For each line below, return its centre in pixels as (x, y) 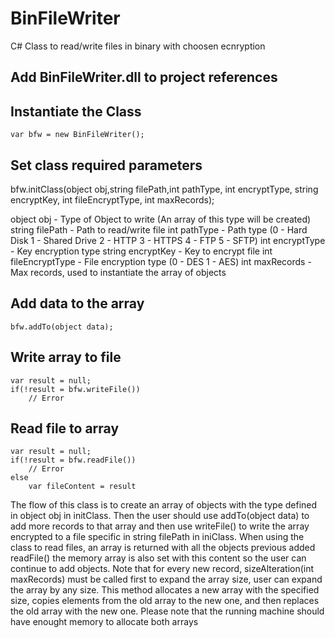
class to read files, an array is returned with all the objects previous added (163, 548)
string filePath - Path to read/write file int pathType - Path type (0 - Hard (159, 229)
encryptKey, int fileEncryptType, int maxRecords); (112, 199)
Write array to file (66, 357)
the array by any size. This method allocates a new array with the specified (165, 590)
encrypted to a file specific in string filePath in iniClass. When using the (157, 537)
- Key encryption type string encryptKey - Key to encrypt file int (141, 251)
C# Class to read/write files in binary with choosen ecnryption (138, 46)
